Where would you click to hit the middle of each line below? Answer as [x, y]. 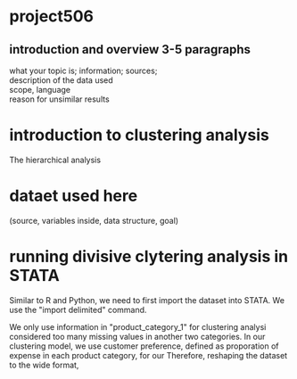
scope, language [40, 90]
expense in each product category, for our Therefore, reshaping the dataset [148, 355]
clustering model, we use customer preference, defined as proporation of [144, 346]
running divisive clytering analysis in [149, 257]
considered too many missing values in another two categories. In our [137, 336]
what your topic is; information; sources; [83, 70]
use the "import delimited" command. [78, 309]
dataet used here [74, 196]
